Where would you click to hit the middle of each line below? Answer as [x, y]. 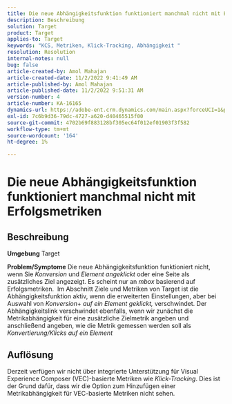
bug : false [23, 65]
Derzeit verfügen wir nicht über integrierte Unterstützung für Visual [103, 371]
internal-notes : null [38, 59]
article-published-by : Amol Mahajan [60, 84]
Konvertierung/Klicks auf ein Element [60, 333]
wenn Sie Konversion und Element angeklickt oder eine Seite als [98, 274]
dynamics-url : [28, 110]
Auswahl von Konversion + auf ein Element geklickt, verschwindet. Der [107, 304]
